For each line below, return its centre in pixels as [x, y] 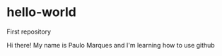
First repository [29, 31]
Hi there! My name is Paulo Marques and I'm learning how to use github [111, 45]
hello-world [42, 12]
